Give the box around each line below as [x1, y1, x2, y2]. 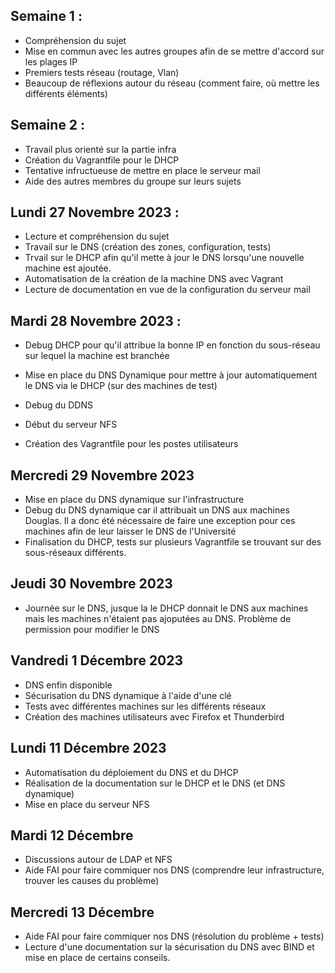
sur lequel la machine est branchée [24, 350, 170, 362]
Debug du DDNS [24, 399, 93, 411]
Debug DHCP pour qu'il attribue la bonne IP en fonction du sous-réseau [24, 339, 321, 351]
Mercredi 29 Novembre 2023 [10, 467, 195, 484]
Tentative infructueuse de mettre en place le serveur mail [24, 164, 261, 176]
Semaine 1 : [10, 8, 83, 25]
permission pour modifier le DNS [24, 623, 160, 635]
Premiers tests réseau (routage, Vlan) [24, 66, 180, 78]
